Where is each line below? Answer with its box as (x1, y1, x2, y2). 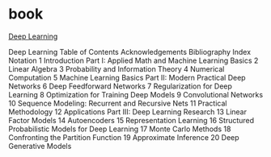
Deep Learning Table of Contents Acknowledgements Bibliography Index (8, 47, 252, 56)
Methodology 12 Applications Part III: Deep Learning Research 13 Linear (8, 106, 247, 117)
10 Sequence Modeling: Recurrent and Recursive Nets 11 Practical (8, 98, 227, 108)
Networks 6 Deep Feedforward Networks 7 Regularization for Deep (8, 81, 233, 91)
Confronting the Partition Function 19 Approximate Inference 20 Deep (8, 132, 240, 142)
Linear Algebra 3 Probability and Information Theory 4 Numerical (8, 64, 225, 73)
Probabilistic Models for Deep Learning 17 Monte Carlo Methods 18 (8, 124, 231, 134)
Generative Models (8, 141, 72, 151)
